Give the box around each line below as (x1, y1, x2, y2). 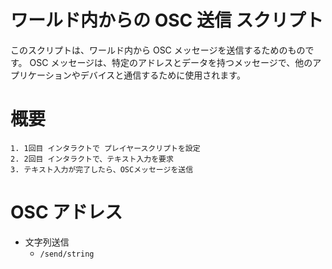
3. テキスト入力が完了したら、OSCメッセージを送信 (10, 164, 194, 175)
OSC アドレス (10, 201, 123, 224)
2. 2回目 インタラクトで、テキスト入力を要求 (10, 154, 174, 164)
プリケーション (10, 69, 72, 81)
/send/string (39, 249, 95, 259)
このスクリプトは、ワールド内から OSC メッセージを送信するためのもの (10, 44, 306, 56)
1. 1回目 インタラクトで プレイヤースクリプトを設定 (10, 143, 201, 153)
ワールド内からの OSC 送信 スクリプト (10, 9, 324, 32)
